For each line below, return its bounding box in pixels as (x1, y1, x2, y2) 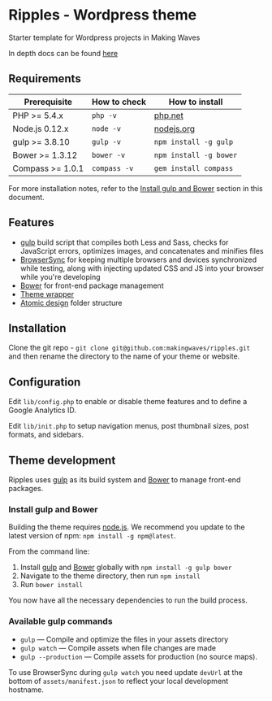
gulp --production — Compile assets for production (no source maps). (19, 651, 258, 661)
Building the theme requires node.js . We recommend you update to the (8, 522, 245, 532)
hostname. (8, 685, 45, 694)
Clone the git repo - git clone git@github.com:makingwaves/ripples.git (8, 343, 250, 353)
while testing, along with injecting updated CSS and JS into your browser (19, 263, 265, 273)
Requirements (8, 72, 81, 86)
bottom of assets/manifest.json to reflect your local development (8, 676, 229, 686)
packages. (8, 484, 44, 493)
